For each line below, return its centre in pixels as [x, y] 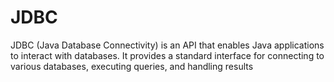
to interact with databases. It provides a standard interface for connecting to [167, 55]
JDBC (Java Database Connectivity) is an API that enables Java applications [167, 45]
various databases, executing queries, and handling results [132, 66]
